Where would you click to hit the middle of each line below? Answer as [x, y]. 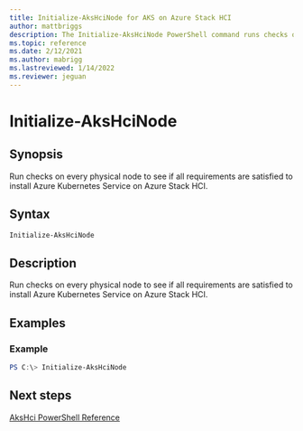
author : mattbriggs [46, 26]
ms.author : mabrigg [46, 60]
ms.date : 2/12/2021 [46, 52]
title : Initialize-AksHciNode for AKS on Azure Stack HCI [120, 18]
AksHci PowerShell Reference [64, 417]
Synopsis [36, 155]
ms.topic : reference [48, 43]
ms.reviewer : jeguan [48, 77]
